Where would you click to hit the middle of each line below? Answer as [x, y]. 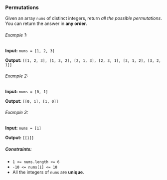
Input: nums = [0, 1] [27, 91]
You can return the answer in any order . [46, 23]
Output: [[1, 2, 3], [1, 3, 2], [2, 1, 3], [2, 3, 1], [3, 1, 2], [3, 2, [83, 60]
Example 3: [17, 112]
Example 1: [16, 35]
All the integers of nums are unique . [48, 172]
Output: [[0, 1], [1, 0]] [32, 101]
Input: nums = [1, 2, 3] [30, 50]
